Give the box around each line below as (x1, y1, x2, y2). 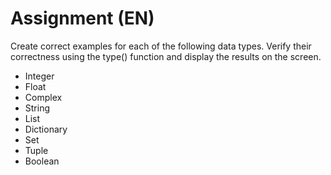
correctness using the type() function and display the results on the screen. (10, 50, 322, 62)
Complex (24, 91, 63, 103)
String (24, 102, 51, 114)
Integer (24, 70, 55, 82)
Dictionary (24, 123, 68, 135)
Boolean (24, 155, 60, 167)
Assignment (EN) (10, 7, 155, 30)
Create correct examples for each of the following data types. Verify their (10, 40, 312, 52)
